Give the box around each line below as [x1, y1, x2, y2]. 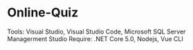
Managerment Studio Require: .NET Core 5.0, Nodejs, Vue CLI [7, 34, 183, 42]
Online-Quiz [7, 5, 79, 21]
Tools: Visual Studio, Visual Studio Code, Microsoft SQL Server [7, 27, 186, 36]
